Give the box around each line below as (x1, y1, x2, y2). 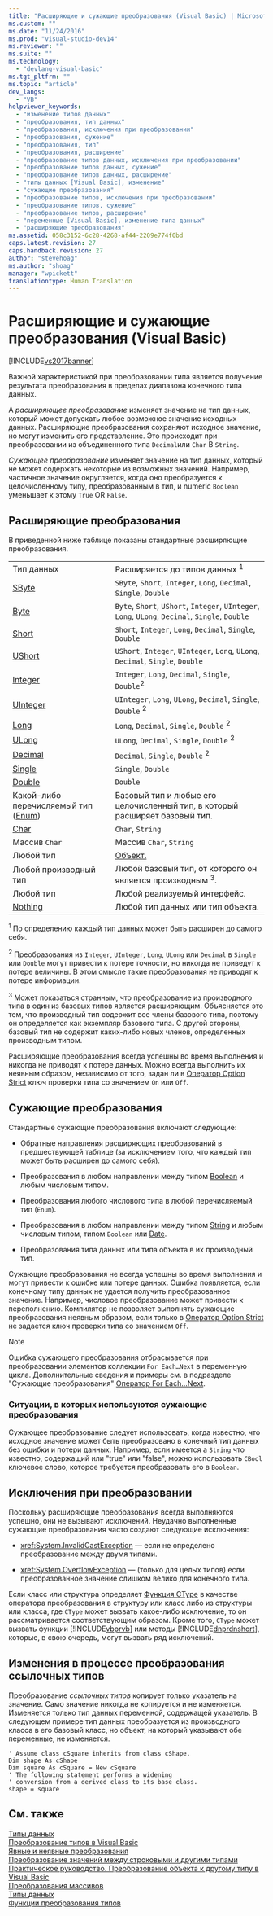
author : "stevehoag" (8, 254, 79, 262)
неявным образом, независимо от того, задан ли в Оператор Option (8, 1068, 245, 1079)
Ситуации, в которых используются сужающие (8, 1399, 208, 1410)
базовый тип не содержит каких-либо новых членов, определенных (8, 1027, 246, 1037)
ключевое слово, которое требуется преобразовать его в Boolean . (8, 1462, 240, 1472)
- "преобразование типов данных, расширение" (15, 171, 173, 179)
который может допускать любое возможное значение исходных (8, 414, 237, 423)
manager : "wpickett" (8, 270, 79, 278)
